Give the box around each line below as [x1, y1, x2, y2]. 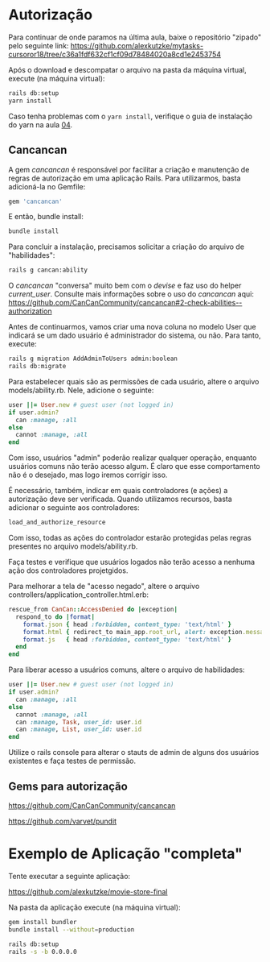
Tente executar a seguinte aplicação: [8, 871, 131, 881]
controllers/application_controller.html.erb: [8, 590, 149, 599]
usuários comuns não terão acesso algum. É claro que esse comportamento [8, 462, 260, 471]
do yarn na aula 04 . [8, 119, 73, 130]
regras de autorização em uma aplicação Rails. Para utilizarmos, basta [8, 173, 241, 183]
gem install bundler [8, 918, 78, 926]
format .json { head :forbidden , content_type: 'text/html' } [22, 620, 231, 628]
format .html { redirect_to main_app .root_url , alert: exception [22, 628, 243, 636]
